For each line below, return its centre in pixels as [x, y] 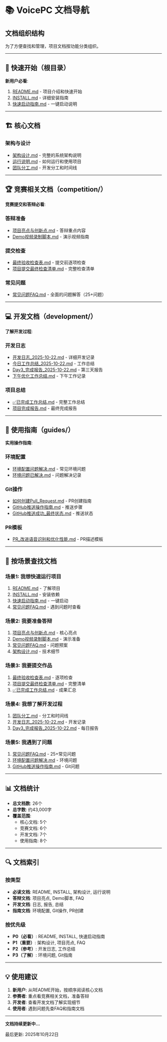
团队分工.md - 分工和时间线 [40, 715]
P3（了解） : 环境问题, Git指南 [42, 955]
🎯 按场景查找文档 [31, 561]
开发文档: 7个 [33, 834]
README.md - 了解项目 [36, 588]
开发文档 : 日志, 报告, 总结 [38, 904]
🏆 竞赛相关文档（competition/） [56, 189]
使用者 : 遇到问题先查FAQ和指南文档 [48, 1008]
